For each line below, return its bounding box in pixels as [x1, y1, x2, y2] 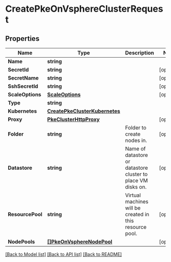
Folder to [125, 124, 147, 131]
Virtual [125, 192, 141, 199]
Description [125, 49, 154, 56]
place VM [125, 177, 148, 184]
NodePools [8, 238, 35, 245]
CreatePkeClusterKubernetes [47, 108, 121, 115]
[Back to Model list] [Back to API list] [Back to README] [5, 251, 122, 257]
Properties [5, 34, 40, 43]
